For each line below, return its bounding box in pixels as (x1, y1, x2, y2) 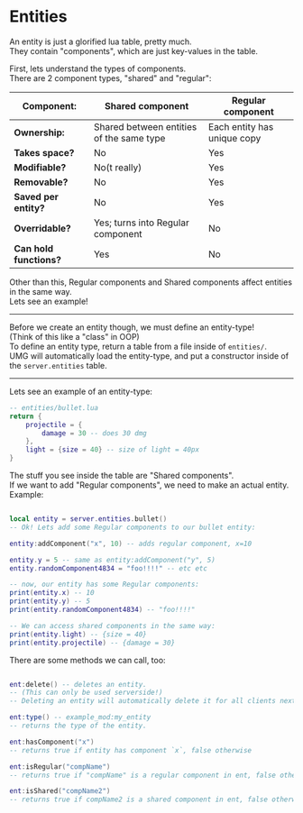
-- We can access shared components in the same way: (9, 621, 216, 630)
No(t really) (93, 160, 142, 173)
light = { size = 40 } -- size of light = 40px (25, 445, 200, 454)
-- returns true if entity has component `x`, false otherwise (9, 745, 252, 754)
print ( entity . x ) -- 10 (9, 589, 95, 598)
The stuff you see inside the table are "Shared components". (9, 470, 234, 481)
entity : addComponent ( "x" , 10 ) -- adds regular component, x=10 (9, 539, 252, 548)
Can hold (14, 242, 54, 254)
